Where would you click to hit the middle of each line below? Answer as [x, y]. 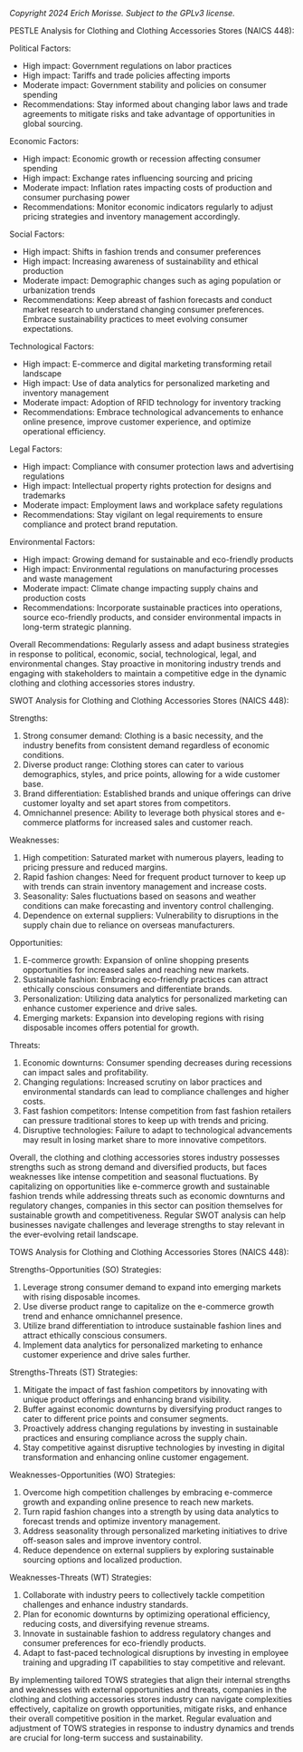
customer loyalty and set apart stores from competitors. [126, 803]
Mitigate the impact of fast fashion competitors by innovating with [145, 1390]
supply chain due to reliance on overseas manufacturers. [128, 925]
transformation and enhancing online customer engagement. [136, 1457]
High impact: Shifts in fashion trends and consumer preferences [142, 252]
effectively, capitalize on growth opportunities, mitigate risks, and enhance [148, 1709]
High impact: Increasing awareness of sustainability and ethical [140, 261]
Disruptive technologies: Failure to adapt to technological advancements [157, 1130]
